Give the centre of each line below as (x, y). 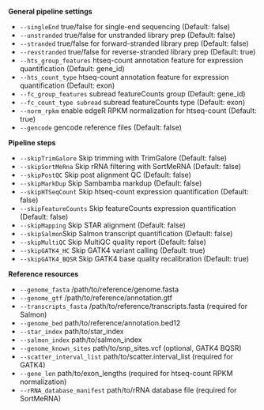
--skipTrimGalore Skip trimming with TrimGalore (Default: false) (123, 158)
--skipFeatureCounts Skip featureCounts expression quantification (128, 208)
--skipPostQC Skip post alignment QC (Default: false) (106, 175)
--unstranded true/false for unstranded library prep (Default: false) (127, 35)
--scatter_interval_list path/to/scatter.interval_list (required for (126, 356)
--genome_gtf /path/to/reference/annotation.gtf (96, 298)
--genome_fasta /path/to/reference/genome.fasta (99, 289)
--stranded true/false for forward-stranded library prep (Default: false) (134, 43)
